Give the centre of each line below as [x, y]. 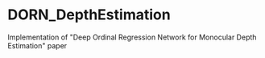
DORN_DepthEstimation [89, 15]
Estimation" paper [37, 45]
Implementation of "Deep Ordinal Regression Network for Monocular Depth [132, 37]
